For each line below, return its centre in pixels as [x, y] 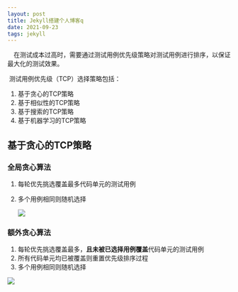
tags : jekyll [27, 34]
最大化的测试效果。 [35, 64]
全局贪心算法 [29, 167]
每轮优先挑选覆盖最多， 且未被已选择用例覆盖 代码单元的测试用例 [110, 249]
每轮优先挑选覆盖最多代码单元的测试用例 [76, 184]
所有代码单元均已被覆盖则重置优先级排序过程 [83, 258]
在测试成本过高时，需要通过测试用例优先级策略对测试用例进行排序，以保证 [122, 55]
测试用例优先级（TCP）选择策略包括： [65, 79]
